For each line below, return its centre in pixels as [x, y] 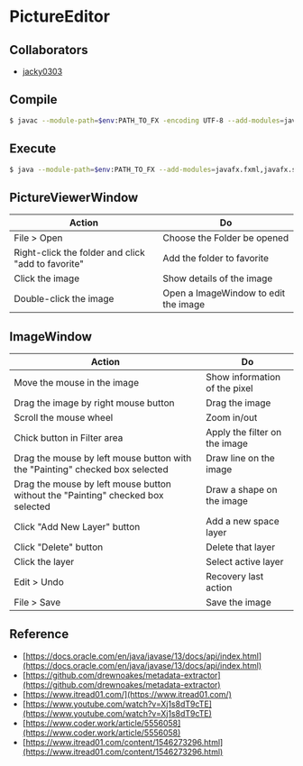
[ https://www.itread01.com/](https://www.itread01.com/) [127, 694]
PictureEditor [60, 17]
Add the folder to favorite [216, 259]
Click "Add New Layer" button [77, 527]
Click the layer [44, 562]
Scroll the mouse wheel [64, 418]
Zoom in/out [232, 418]
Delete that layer [241, 547]
